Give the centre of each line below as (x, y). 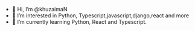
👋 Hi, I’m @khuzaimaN (40, 9)
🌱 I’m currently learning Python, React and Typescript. (79, 22)
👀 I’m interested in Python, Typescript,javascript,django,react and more (100, 15)
